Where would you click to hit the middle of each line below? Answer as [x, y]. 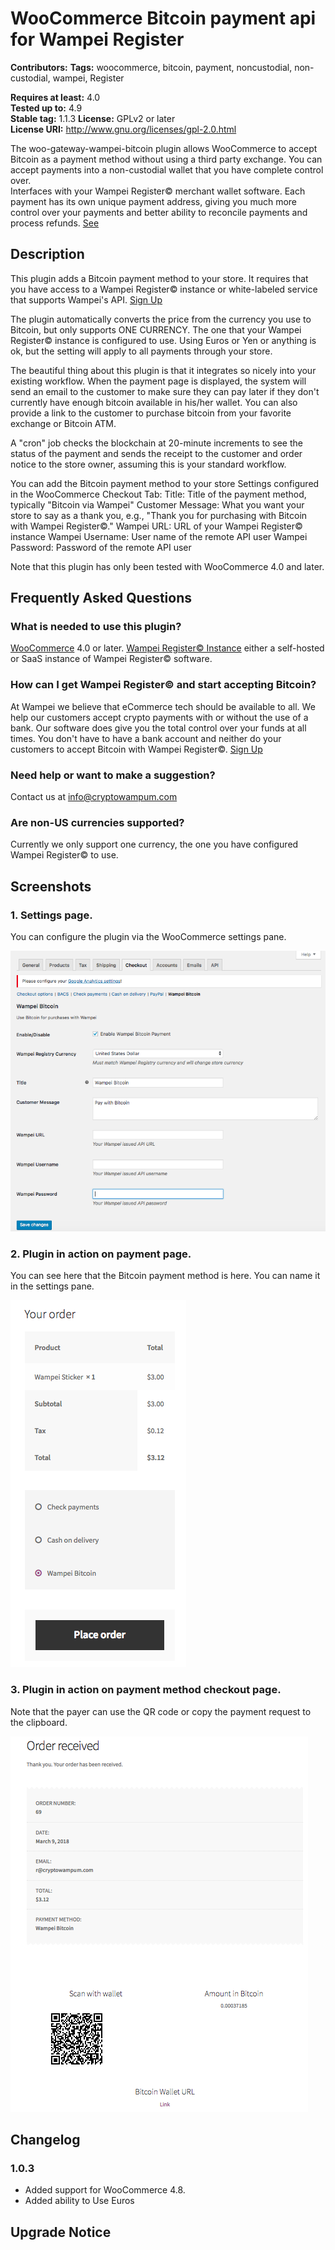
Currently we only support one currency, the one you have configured [154, 844]
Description [47, 254]
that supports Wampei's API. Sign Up [86, 299]
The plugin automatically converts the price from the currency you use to [161, 319]
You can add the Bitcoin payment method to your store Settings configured [165, 483]
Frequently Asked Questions [101, 598]
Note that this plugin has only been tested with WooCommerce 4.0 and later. [167, 566]
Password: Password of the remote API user [101, 547]
